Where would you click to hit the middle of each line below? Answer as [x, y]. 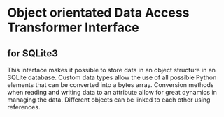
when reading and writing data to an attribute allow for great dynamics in [112, 92]
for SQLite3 [33, 53]
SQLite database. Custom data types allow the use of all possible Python [112, 77]
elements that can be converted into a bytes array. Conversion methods [111, 85]
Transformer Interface [73, 28]
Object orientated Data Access [98, 13]
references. [24, 107]
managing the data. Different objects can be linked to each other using [109, 100]
